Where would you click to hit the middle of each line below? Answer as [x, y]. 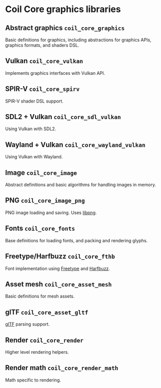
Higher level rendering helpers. [37, 352]
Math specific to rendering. [33, 380]
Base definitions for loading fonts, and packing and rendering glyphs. [76, 240]
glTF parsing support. [27, 324]
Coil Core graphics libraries [63, 9]
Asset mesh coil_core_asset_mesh [58, 284]
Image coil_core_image [41, 173]
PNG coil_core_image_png [45, 200]
